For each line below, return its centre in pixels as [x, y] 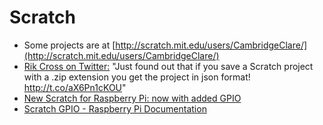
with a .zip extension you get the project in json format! [137, 77]
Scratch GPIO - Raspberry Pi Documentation [115, 108]
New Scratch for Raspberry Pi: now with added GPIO [132, 98]
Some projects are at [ [69, 45]
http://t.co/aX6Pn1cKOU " [75, 87]
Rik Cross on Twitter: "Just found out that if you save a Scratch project [168, 66]
